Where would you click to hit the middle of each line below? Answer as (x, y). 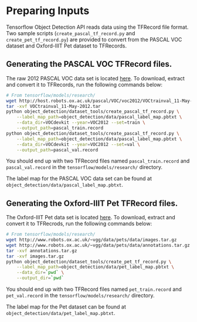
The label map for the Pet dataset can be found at (66, 307)
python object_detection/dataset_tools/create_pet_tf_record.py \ (89, 262)
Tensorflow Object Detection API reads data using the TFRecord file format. (97, 27)
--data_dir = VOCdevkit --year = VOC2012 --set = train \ (81, 123)
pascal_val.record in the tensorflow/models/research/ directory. (84, 167)
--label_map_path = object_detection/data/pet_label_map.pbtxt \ (96, 267)
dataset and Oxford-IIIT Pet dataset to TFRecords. (67, 46)
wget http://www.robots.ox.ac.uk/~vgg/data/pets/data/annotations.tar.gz (98, 245)
